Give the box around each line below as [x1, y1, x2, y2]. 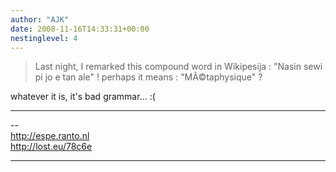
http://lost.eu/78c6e [10, 141, 93, 153]
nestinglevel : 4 [10, 33, 78, 43]
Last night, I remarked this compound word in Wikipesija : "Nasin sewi [34, 61, 323, 73]
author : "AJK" [10, 14, 70, 25]
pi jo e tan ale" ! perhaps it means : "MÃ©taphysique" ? [34, 71, 263, 83]
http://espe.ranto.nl [10, 130, 90, 142]
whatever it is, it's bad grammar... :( [10, 91, 156, 103]
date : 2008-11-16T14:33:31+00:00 [10, 24, 150, 34]
